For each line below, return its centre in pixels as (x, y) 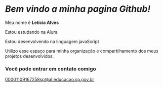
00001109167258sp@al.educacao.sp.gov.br (50, 80)
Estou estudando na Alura (31, 32)
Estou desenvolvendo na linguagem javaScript (52, 41)
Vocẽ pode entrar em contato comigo (51, 68)
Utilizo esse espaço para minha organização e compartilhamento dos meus (82, 51)
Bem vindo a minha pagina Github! (78, 9)
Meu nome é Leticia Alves (32, 22)
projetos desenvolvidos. (30, 56)
